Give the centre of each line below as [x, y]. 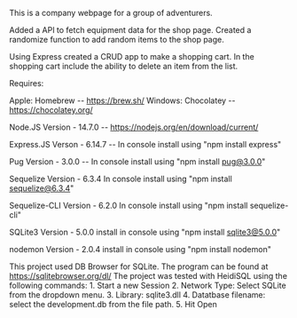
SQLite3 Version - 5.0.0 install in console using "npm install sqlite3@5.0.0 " [145, 232]
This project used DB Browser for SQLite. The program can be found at [139, 266]
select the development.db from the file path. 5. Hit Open [113, 304]
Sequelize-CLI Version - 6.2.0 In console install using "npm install [129, 205]
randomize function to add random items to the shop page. [117, 40]
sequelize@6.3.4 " [42, 188]
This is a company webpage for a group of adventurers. [111, 13]
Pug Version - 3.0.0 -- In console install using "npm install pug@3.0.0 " [137, 162]
